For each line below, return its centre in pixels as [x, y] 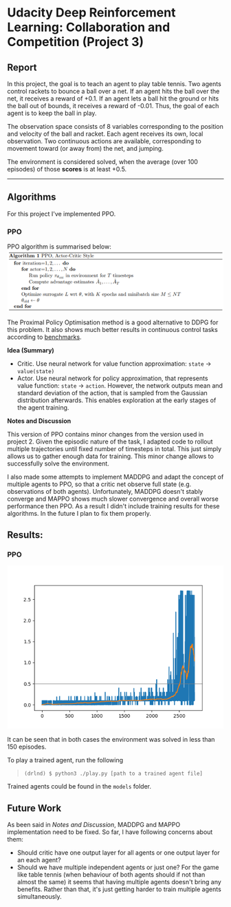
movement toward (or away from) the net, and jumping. [85, 148]
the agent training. [43, 407]
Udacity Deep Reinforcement [91, 13]
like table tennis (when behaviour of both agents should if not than [111, 875]
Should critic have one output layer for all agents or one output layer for [118, 853]
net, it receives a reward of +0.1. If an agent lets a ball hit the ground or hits [113, 98]
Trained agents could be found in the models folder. [79, 786]
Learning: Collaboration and [89, 27]
